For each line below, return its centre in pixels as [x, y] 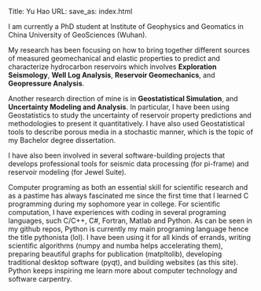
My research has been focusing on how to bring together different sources [129, 50]
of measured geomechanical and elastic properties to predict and [114, 58]
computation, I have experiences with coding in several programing [117, 212]
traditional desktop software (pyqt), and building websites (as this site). [123, 262]
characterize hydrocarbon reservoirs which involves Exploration [112, 67]
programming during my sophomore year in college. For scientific [114, 204]
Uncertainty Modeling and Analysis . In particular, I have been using [119, 107]
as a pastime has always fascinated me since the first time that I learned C [129, 196]
